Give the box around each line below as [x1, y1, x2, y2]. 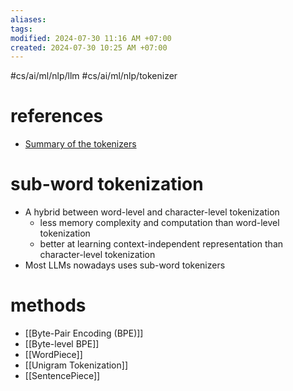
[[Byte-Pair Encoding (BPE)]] [24, 327, 144, 340]
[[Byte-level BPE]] [24, 338, 100, 350]
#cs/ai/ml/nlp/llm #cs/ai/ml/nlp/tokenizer [10, 70, 178, 82]
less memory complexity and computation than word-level [39, 217, 280, 229]
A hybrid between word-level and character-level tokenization [24, 206, 280, 218]
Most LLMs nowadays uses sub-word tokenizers [24, 259, 226, 271]
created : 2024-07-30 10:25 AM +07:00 [10, 42, 168, 53]
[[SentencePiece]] [24, 370, 101, 382]
